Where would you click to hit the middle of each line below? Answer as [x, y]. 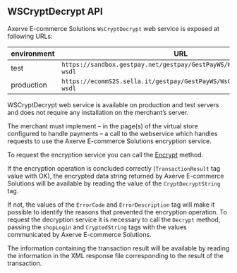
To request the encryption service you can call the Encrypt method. [105, 154]
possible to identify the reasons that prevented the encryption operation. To [117, 212]
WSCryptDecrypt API [55, 12]
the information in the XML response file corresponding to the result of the [115, 255]
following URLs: [30, 36]
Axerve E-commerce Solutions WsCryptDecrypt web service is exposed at [114, 28]
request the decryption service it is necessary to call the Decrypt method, [114, 219]
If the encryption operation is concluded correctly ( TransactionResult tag [114, 168]
